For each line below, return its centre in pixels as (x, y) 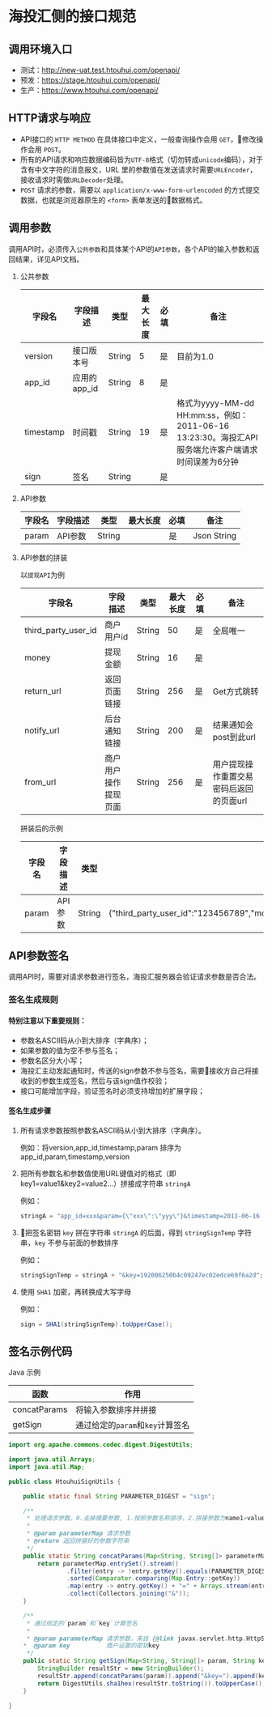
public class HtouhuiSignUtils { (65, 1481)
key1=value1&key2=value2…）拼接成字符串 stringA (105, 1184)
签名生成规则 (34, 1000)
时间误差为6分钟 (208, 461)
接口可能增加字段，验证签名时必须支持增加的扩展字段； (112, 1090)
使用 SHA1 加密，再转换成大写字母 (76, 1291)
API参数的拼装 (44, 557)
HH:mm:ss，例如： (212, 415)
